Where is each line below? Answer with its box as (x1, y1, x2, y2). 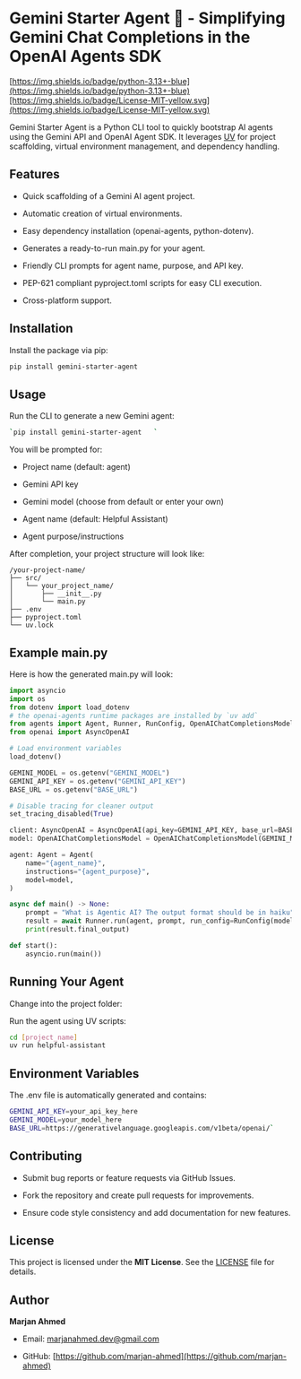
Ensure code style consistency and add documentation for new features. (21, 1207, 291, 1218)
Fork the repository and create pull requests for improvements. (21, 1190, 254, 1201)
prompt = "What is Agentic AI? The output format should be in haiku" (25, 908, 295, 917)
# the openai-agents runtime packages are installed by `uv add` (9, 711, 258, 720)
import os (9, 694, 47, 703)
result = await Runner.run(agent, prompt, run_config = (25, 916, 235, 926)
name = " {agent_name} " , (25, 858, 106, 868)
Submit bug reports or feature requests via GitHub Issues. (21, 1172, 236, 1183)
